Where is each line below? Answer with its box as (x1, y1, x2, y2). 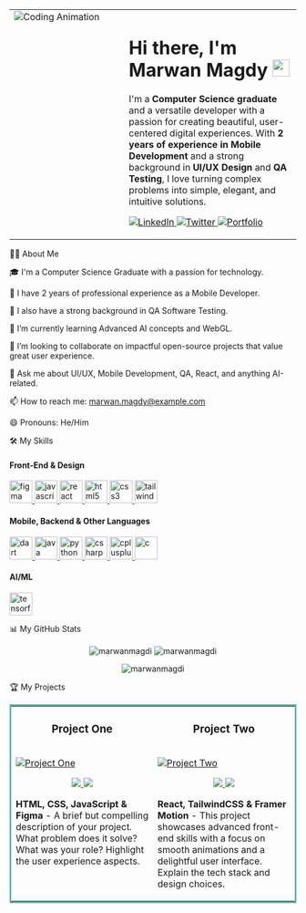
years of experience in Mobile (128, 139, 261, 151)
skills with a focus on (176, 832, 266, 845)
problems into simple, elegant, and (128, 184, 276, 197)
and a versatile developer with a (128, 104, 266, 117)
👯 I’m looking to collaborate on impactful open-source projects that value (9, 341, 283, 352)
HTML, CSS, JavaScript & (15, 798, 127, 811)
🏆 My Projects (9, 681, 66, 692)
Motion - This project (158, 809, 250, 822)
